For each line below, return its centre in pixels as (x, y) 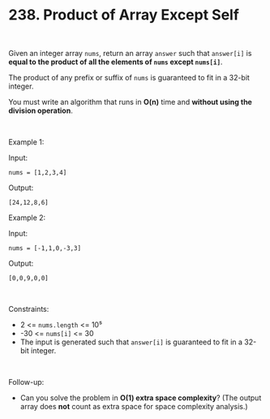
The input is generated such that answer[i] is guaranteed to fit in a (131, 342)
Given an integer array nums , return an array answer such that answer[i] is (130, 53)
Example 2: (27, 218)
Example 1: (26, 142)
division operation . (41, 110)
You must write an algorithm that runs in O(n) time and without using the (131, 102)
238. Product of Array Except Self (124, 15)
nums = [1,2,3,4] (38, 172)
